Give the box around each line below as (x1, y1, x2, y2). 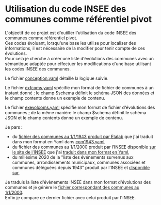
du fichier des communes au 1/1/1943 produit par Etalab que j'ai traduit (12, 134, 154, 139)
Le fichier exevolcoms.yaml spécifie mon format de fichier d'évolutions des (5, 104, 155, 110)
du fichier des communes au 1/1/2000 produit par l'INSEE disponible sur (12, 144, 156, 150)
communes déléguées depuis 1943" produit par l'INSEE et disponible (12, 164, 150, 171)
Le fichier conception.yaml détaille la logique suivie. (5, 75, 109, 81)
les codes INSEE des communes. (5, 66, 71, 71)
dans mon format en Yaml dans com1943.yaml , (12, 138, 106, 144)
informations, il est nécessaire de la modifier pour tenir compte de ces (5, 45, 145, 51)
